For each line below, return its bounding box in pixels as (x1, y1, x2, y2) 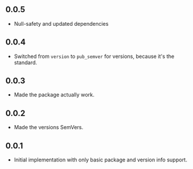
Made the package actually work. (13, 91, 95, 98)
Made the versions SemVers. (13, 124, 84, 131)
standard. (13, 58, 37, 66)
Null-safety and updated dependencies (13, 20, 109, 27)
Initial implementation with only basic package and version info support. (13, 156, 188, 163)
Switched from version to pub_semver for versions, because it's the (13, 53, 175, 60)
